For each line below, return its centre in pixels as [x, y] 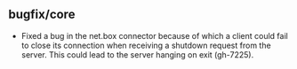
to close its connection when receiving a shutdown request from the [146, 45]
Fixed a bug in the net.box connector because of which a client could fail [154, 35]
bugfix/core [42, 15]
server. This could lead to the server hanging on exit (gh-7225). [137, 54]
